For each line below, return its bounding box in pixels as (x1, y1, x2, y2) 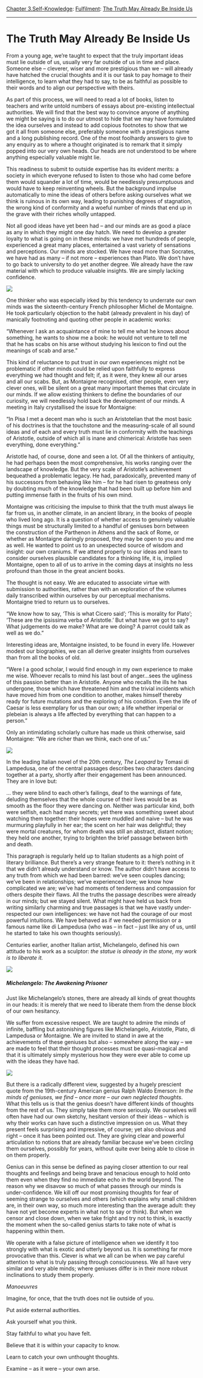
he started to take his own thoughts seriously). (6, 929, 122, 936)
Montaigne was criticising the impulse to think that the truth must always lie (6, 503, 194, 510)
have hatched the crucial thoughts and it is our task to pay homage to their (6, 71, 192, 78)
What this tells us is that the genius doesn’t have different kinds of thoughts (6, 1100, 195, 1107)
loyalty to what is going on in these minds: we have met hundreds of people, (6, 235, 196, 242)
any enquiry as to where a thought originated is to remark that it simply (6, 140, 182, 148)
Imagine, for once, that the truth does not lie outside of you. (6, 1295, 155, 1302)
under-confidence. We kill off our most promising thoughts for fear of (6, 1189, 179, 1196)
